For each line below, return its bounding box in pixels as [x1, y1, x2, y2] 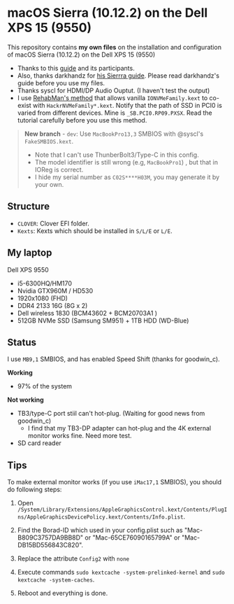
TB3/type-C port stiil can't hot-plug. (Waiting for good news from [17, 409, 205, 418]
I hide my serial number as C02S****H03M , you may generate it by [34, 173, 220, 181]
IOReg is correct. [34, 165, 84, 174]
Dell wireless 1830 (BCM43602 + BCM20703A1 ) [17, 309, 158, 317]
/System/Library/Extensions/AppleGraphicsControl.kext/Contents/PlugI [17, 506, 228, 514]
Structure [7, 201, 50, 213]
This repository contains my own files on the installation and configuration [7, 43, 222, 51]
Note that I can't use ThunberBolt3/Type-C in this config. [34, 150, 199, 159]
